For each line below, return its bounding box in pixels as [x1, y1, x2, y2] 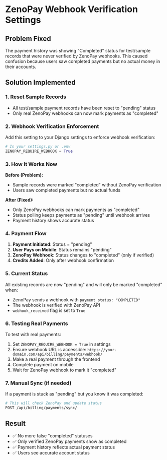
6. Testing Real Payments [5, 320, 68, 327]
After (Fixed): [5, 197, 34, 203]
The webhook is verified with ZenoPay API [12, 302, 100, 308]
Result [5, 419, 26, 428]
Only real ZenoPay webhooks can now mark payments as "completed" [12, 110, 159, 116]
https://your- [87, 347, 117, 352]
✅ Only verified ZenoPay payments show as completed [12, 438, 127, 444]
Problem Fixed [5, 34, 51, 43]
